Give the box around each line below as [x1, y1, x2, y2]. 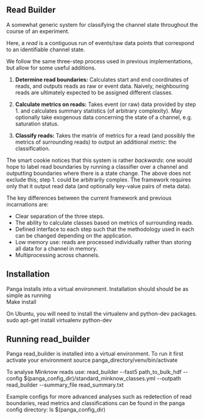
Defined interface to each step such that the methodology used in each [15, 225, 195, 233]
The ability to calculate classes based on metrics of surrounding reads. [15, 219, 194, 226]
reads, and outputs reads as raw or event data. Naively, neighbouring [15, 82, 189, 90]
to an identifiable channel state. [6, 46, 85, 53]
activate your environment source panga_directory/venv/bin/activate [6, 356, 178, 364]
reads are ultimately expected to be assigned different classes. [15, 88, 174, 96]
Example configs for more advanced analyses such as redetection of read [6, 393, 192, 401]
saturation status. [15, 120, 59, 127]
